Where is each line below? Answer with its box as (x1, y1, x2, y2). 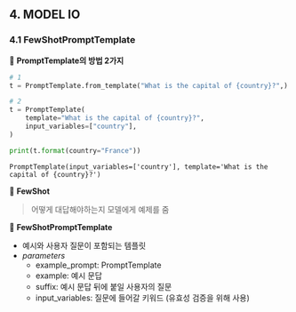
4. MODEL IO (9, 7, 81, 22)
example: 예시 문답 (35, 270, 102, 281)
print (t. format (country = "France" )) (9, 146, 141, 155)
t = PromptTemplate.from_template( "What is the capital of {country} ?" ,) (9, 81, 289, 90)
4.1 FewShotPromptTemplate (9, 34, 136, 46)
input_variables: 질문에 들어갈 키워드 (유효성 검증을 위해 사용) (35, 292, 251, 303)
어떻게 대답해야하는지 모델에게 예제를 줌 (30, 204, 170, 214)
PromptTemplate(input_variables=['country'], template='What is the (9, 162, 268, 172)
